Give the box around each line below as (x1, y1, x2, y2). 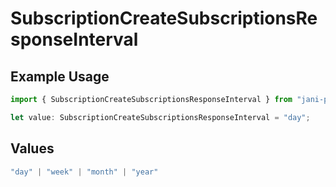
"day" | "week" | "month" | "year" (10, 167, 159, 177)
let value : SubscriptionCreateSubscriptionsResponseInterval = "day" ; (10, 112, 311, 122)
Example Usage (10, 68, 110, 85)
